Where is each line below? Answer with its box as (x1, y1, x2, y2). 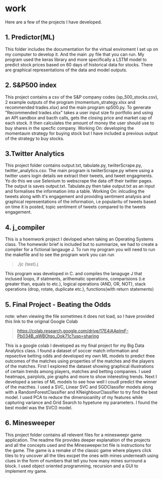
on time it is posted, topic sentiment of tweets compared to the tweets (5, 204, 146, 210)
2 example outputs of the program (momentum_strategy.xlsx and (5, 99, 136, 105)
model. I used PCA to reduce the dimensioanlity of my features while (5, 395, 143, 400)
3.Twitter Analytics (5, 149, 65, 158)
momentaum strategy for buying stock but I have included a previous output (5, 130, 158, 136)
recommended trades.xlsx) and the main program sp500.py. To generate (5, 104, 151, 110)
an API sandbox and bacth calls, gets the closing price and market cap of (5, 115, 152, 120)
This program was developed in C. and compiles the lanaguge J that (5, 271, 143, 277)
